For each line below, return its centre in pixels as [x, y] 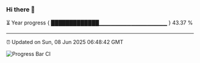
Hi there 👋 [21, 10]
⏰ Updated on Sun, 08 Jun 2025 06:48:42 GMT [65, 42]
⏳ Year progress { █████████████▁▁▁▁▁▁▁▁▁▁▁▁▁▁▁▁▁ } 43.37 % [100, 23]
